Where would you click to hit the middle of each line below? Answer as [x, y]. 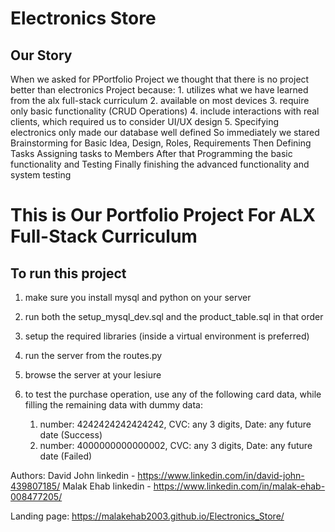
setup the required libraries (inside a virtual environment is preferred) [167, 336]
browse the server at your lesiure [93, 375]
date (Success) [71, 435]
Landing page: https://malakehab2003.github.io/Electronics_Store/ [147, 516]
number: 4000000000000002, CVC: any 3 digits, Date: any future [176, 445]
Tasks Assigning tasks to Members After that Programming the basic [151, 153]
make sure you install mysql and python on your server [138, 297]
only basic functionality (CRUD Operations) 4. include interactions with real [165, 111]
